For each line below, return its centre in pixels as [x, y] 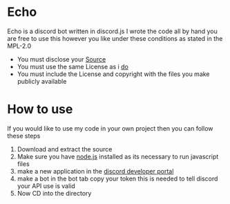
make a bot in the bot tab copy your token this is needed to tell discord [117, 178]
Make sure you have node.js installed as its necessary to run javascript [118, 156]
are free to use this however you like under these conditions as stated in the [115, 38]
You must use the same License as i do [73, 66]
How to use [40, 110]
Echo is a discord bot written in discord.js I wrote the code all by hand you [112, 31]
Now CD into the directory [54, 193]
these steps [24, 136]
